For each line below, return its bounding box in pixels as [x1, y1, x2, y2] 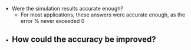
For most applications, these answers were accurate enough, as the [20, 11, 186, 18]
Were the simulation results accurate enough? [11, 5, 124, 12]
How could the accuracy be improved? [11, 35, 156, 45]
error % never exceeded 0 [20, 18, 85, 24]
